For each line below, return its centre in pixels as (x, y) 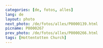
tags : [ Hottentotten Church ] (36, 38)
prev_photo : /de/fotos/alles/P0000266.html (52, 33)
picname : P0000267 (24, 28)
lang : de (14, 14)
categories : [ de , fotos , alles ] (39, 10)
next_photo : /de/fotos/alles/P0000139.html (52, 24)
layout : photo (20, 19)
